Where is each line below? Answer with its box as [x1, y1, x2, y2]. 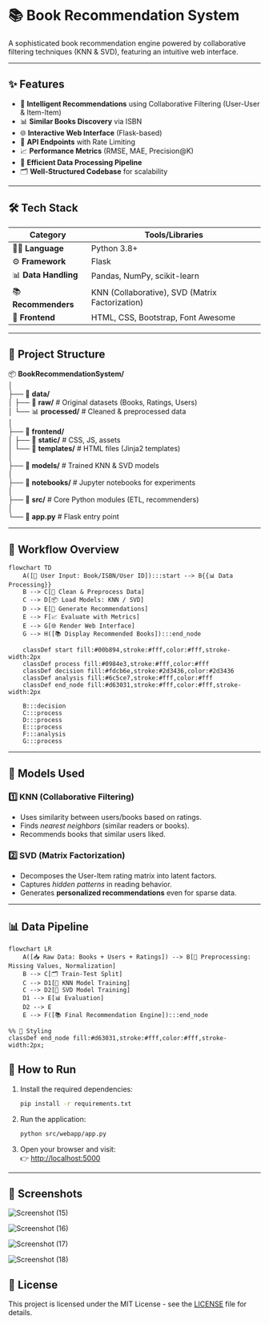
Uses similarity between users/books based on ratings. [19, 812, 203, 821]
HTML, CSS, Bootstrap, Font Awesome [90, 312, 236, 323]
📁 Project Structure [8, 347, 106, 361]
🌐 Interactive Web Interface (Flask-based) [19, 127, 163, 137]
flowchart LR [8, 945, 52, 953]
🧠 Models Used [8, 766, 86, 780]
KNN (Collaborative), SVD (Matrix [90, 287, 218, 298]
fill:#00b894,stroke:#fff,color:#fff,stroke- [76, 646, 231, 654]
